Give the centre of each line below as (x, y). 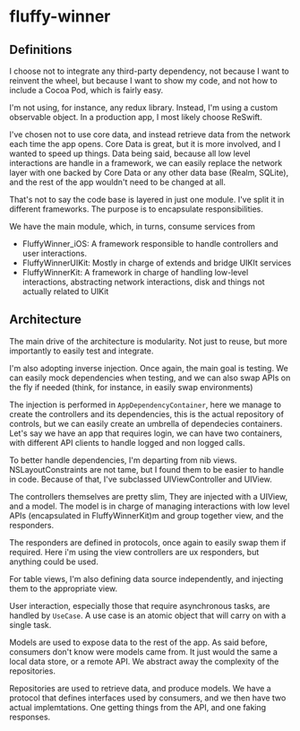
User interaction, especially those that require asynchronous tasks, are (140, 605)
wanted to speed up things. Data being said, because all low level (130, 153)
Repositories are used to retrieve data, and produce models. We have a (140, 688)
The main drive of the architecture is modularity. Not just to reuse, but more (149, 341)
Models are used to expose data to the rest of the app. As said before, (138, 642)
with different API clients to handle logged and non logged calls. (127, 442)
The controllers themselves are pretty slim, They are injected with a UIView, (149, 496)
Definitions (41, 50)
